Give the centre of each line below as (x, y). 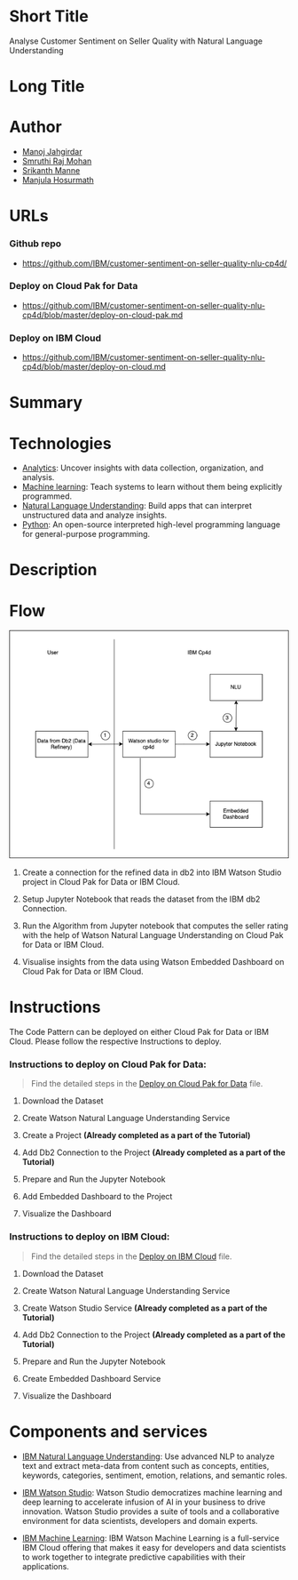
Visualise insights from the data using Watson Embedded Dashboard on (153, 962)
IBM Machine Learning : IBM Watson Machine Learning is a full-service (151, 1538)
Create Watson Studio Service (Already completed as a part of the (145, 1308)
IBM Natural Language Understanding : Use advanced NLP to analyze (148, 1456)
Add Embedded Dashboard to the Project (97, 1197)
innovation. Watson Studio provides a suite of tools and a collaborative (150, 1511)
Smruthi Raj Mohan (57, 161)
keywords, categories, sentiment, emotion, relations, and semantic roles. (155, 1475)
